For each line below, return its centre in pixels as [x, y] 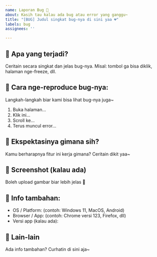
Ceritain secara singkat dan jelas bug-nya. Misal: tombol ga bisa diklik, [79, 66]
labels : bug [18, 24]
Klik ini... [21, 115]
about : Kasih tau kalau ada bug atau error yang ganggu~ [67, 15]
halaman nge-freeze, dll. [31, 71]
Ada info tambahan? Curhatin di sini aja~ [48, 249]
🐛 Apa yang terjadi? [37, 54]
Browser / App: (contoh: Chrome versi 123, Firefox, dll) [69, 216]
